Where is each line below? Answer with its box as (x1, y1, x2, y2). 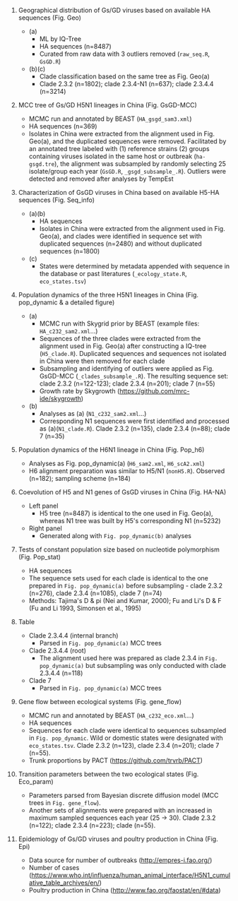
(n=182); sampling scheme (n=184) (28, 475, 131, 482)
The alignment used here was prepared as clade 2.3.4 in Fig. (39, 654, 218, 662)
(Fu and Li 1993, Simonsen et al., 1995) (28, 604, 142, 612)
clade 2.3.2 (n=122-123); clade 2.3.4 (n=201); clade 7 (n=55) (39, 379, 215, 388)
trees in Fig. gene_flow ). (28, 799, 101, 807)
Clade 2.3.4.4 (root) (28, 646, 87, 655)
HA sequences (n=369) (28, 122, 97, 130)
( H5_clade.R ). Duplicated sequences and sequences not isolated (39, 350, 227, 357)
